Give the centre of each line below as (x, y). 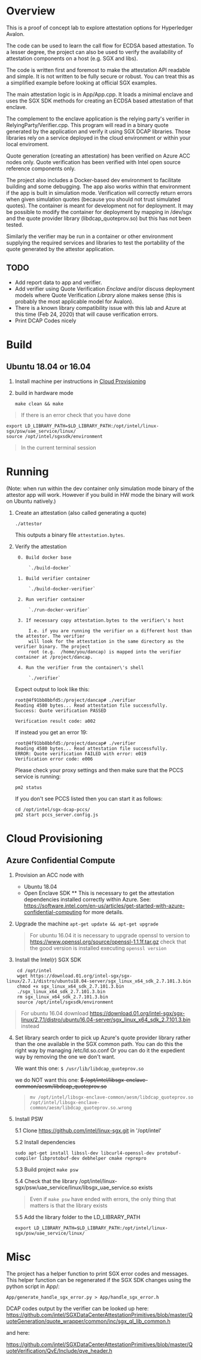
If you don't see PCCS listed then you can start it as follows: (89, 798)
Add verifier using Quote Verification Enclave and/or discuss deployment (105, 288)
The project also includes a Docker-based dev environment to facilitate (94, 180)
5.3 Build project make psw (47, 1169)
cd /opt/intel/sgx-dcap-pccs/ (53, 809)
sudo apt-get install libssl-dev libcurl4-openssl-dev (85, 1153)
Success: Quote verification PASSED (60, 711)
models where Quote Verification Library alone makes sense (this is (98, 295)
